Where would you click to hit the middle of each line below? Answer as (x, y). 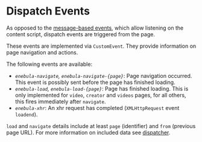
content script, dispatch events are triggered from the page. (81, 34)
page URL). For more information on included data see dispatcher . (88, 132)
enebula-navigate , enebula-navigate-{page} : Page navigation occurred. (103, 76)
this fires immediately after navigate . (60, 102)
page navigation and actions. (42, 52)
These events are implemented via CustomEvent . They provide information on (101, 46)
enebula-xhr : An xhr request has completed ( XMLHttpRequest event (97, 108)
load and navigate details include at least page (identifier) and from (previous (101, 126)
